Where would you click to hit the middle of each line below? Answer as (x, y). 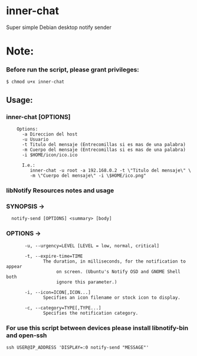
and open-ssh (27, 335)
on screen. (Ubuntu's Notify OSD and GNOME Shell (119, 271)
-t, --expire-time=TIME (54, 256)
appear (14, 266)
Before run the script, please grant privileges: (73, 70)
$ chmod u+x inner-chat (35, 82)
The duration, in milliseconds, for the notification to (114, 261)
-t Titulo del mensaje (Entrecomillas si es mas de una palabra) (104, 145)
